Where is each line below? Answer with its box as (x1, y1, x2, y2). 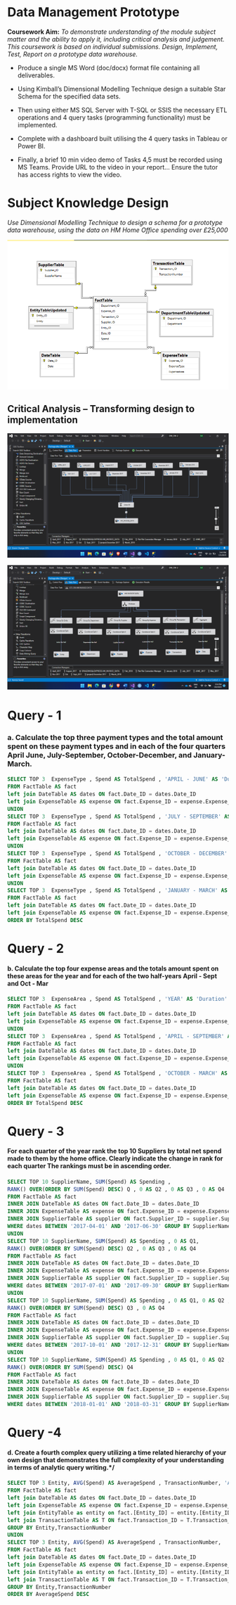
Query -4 (7, 1425, 62, 1440)
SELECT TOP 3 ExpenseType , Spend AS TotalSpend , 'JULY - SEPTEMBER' (7, 813, 221, 820)
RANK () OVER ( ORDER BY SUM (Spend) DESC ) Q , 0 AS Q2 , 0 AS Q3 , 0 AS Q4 (7, 1186, 225, 1193)
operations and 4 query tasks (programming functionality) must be (17, 113, 211, 122)
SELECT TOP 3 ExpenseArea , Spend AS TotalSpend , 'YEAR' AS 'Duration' (7, 996, 228, 1003)
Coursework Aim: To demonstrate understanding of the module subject (7, 27, 216, 36)
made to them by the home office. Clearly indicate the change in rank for (7, 1154, 223, 1163)
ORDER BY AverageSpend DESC (7, 1591, 90, 1598)
